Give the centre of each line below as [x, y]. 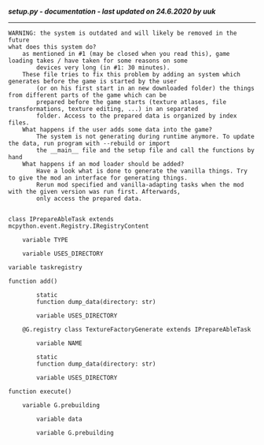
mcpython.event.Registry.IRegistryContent [79, 226]
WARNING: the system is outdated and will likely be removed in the [123, 33]
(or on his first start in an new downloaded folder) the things [146, 88]
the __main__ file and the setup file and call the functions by [146, 150]
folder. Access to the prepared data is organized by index [137, 116]
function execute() [40, 391]
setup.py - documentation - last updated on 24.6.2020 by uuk [112, 11]
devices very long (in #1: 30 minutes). [103, 68]
